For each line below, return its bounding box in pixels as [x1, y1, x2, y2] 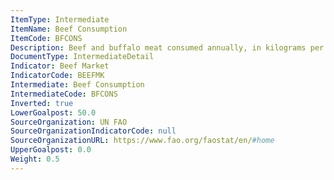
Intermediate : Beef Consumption [10, 80, 145, 90]
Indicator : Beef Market [10, 61, 110, 71]
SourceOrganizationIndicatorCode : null [10, 126, 177, 136]
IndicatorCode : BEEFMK [10, 71, 105, 81]
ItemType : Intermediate [10, 14, 110, 25]
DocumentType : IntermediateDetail [10, 52, 155, 62]
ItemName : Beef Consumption [10, 24, 128, 34]
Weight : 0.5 [10, 154, 60, 164]
